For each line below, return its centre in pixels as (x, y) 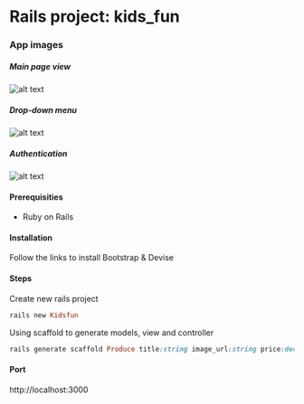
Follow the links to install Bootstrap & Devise (92, 258)
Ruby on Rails (48, 217)
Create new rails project (54, 298)
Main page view (40, 66)
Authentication (38, 153)
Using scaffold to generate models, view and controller (112, 333)
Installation (31, 238)
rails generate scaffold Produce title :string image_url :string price (145, 349)
